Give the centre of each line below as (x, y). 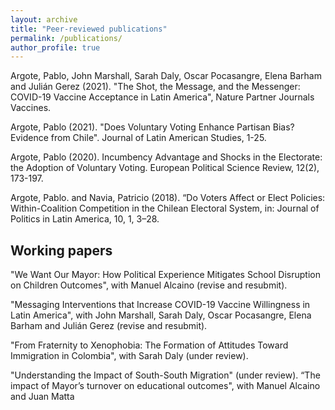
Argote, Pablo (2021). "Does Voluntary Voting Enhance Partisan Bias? (152, 127)
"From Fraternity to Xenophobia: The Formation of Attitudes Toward (149, 345)
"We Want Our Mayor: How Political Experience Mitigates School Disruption (165, 275)
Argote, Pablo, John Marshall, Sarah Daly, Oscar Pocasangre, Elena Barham (166, 76)
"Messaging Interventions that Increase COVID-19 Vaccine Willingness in (160, 305)
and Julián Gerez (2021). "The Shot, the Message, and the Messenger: (155, 87)
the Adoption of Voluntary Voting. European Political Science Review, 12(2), (165, 168)
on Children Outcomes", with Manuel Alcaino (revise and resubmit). (149, 285)
